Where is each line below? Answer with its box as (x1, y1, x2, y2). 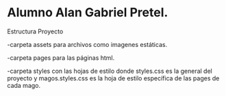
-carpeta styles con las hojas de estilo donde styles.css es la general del (7, 67, 212, 75)
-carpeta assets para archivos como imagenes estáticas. (7, 40, 168, 48)
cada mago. (7, 81, 41, 89)
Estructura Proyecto (7, 27, 64, 35)
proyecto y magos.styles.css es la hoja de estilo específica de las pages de (7, 74, 220, 82)
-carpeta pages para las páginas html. (7, 53, 115, 62)
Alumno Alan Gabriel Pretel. (7, 5, 168, 20)
